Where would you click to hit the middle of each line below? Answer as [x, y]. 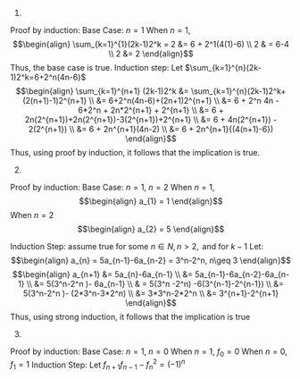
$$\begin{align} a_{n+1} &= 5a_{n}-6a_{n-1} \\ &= [103, 274]
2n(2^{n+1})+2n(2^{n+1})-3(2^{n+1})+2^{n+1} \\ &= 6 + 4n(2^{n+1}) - [151, 119]
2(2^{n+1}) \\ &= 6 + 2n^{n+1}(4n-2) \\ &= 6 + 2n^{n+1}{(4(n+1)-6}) [151, 129]
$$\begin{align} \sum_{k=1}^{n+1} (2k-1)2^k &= [102, 91]
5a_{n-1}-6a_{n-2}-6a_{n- [242, 274]
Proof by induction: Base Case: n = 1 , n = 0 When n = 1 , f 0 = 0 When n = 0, [149, 352]
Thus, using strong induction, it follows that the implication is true [130, 317]
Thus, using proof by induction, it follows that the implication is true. [135, 152]
